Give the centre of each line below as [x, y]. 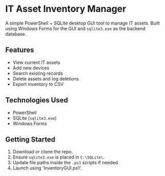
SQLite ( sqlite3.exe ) [35, 118]
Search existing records [38, 73]
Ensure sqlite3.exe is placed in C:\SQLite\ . [58, 157]
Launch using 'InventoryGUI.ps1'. [47, 168]
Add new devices [31, 68]
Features [20, 50]
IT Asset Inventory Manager [66, 9]
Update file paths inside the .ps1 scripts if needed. [66, 163]
